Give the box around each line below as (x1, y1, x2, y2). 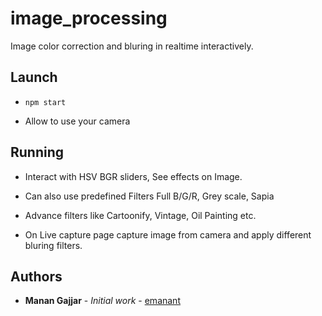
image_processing (10, 7, 168, 30)
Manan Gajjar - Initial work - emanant (24, 295, 181, 307)
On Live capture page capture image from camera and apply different (24, 228, 312, 241)
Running (10, 144, 65, 161)
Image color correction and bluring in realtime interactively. (10, 40, 254, 52)
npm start (24, 97, 67, 107)
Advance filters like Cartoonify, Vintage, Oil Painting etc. (24, 209, 257, 221)
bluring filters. (24, 239, 83, 251)
